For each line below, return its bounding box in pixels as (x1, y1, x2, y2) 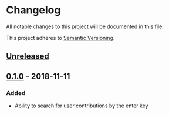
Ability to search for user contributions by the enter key (14, 102, 148, 109)
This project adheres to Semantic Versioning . (6, 34, 115, 41)
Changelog (6, 4, 61, 17)
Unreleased (6, 51, 50, 62)
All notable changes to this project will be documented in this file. (6, 23, 164, 30)
